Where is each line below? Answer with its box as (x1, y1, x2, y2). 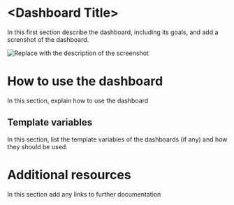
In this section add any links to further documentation (7, 190, 161, 198)
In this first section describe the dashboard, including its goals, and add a (7, 28, 219, 36)
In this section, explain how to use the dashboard (7, 96, 149, 105)
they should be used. (7, 142, 68, 151)
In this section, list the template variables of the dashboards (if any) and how (7, 135, 228, 144)
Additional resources (7, 167, 131, 183)
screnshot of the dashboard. (7, 35, 89, 43)
